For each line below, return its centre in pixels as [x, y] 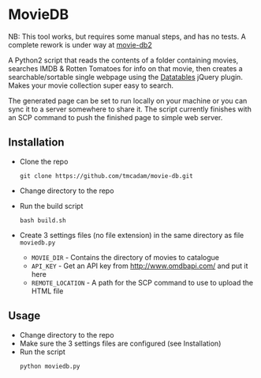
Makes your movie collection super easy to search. [91, 85]
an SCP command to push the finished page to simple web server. [116, 117]
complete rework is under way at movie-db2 [80, 44]
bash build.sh [43, 220]
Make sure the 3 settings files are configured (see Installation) [120, 343]
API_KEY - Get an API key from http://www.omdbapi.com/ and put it [140, 266]
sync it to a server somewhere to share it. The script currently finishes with [130, 109]
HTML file [47, 291]
